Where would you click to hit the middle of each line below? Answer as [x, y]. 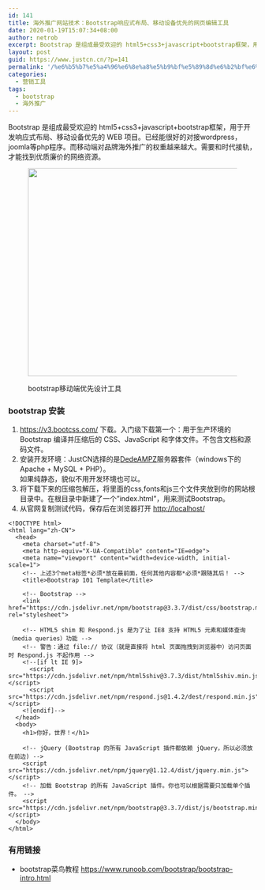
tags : [17, 89]
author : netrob [33, 38]
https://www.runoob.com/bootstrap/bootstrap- [157, 869]
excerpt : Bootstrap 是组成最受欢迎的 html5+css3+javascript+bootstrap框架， [131, 45]
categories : [28, 74]
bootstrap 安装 [37, 411]
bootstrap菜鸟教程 [49, 869]
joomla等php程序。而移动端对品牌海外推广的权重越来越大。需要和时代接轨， [132, 147]
